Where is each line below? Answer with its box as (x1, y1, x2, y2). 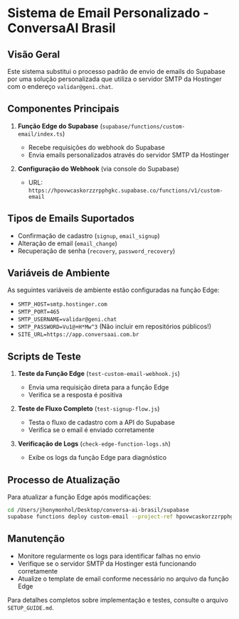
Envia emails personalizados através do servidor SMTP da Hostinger (28, 151, 230, 159)
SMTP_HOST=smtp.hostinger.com (17, 301, 108, 308)
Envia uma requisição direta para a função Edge (28, 383, 169, 392)
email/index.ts (17, 130, 63, 138)
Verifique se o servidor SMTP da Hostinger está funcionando (17, 559, 197, 568)
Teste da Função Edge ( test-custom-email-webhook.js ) (17, 370, 180, 378)
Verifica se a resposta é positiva (28, 391, 123, 399)
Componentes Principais (7, 103, 119, 115)
